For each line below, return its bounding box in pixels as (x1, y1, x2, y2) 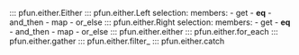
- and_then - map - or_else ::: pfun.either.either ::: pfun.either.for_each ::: (9, 27, 279, 36)
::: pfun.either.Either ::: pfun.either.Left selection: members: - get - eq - (9, 8, 272, 18)
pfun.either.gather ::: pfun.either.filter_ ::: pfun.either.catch (9, 35, 225, 46)
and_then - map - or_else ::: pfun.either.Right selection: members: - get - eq (9, 17, 291, 27)
